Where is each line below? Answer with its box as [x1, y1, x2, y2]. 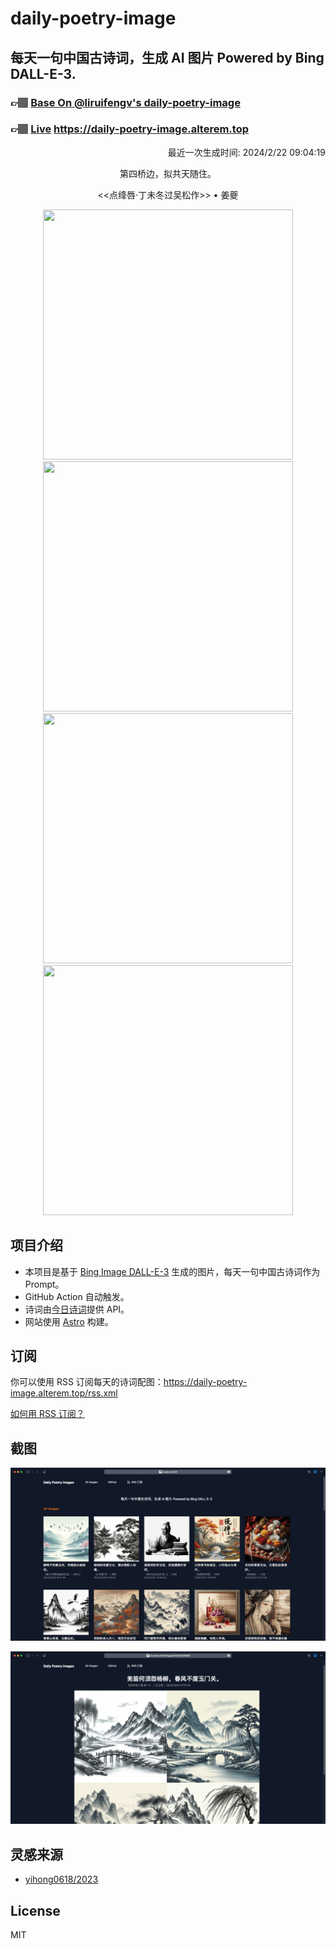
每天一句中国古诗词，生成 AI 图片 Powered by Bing [10, 49, 325, 66]
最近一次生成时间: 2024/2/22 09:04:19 [167, 146, 326, 158]
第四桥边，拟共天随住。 [119, 167, 217, 179]
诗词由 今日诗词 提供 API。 [24, 1303, 130, 1315]
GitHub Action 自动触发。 [24, 1290, 130, 1302]
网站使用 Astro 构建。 [24, 1315, 114, 1327]
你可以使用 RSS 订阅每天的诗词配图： [10, 1376, 164, 1388]
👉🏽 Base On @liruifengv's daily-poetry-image [10, 95, 241, 109]
